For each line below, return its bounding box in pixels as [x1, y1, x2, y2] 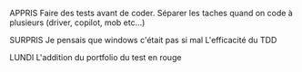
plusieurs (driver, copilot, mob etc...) [9, 17, 146, 28]
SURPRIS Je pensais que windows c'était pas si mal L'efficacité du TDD [9, 35, 277, 45]
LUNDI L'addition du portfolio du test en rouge [9, 52, 182, 62]
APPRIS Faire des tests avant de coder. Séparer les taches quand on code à [9, 8, 293, 18]
